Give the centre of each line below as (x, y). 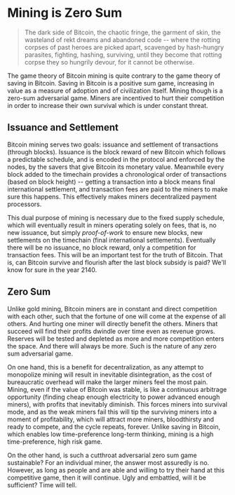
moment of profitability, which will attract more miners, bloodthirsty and (111, 419)
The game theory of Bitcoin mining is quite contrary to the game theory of (114, 76)
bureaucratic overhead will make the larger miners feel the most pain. (108, 382)
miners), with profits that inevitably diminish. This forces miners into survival (117, 404)
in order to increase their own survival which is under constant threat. (108, 105)
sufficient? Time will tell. (42, 484)
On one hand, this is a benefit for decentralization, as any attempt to (106, 367)
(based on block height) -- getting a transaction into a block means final (111, 182)
